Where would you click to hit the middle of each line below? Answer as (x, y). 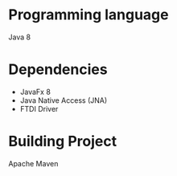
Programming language (88, 15)
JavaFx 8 (35, 92)
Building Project (63, 141)
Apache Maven (33, 163)
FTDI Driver (39, 108)
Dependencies (58, 70)
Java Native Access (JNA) (64, 100)
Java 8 (19, 37)
